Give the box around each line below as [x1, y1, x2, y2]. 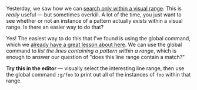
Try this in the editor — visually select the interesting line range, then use [6, 65, 185, 72]
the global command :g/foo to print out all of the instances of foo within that [6, 71, 191, 78]
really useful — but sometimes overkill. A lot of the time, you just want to [6, 11, 182, 18]
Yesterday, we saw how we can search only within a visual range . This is [6, 5, 182, 12]
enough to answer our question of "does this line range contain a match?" [6, 54, 185, 60]
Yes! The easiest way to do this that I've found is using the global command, [6, 35, 191, 41]
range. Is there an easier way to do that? [6, 23, 104, 30]
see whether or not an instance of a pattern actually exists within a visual [6, 18, 183, 24]
